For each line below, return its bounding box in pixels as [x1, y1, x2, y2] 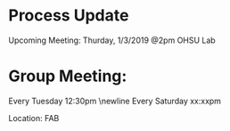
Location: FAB [8, 112, 60, 123]
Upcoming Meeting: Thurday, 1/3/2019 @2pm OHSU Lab [8, 35, 216, 45]
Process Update [8, 5, 129, 26]
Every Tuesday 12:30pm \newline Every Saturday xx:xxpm [8, 95, 222, 106]
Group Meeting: [8, 66, 127, 86]
